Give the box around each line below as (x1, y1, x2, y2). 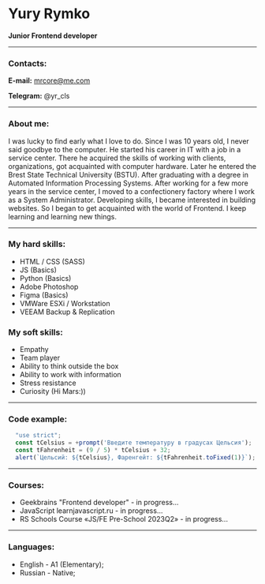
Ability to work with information (19, 370, 122, 380)
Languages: (8, 541, 55, 552)
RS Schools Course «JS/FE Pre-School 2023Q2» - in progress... (19, 515, 229, 524)
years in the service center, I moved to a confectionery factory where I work (8, 186, 255, 196)
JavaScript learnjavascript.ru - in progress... (19, 506, 163, 515)
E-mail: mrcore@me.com (8, 76, 91, 85)
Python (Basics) (19, 273, 72, 283)
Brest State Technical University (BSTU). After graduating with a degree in (8, 170, 249, 179)
